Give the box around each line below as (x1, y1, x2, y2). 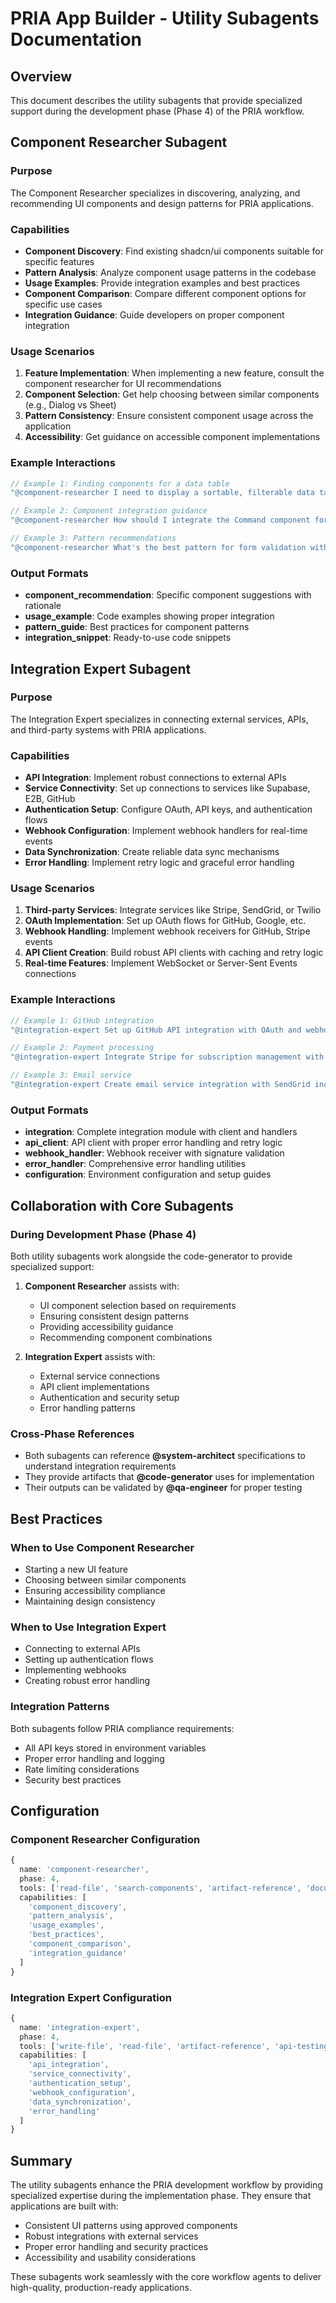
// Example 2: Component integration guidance (10, 506, 208, 516)
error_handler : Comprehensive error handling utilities (24, 1158, 247, 1170)
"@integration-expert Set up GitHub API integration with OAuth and (10, 1025, 302, 1035)
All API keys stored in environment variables (24, 1742, 207, 1754)
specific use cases (24, 298, 103, 310)
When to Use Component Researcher (10, 1540, 195, 1554)
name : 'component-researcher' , (19, 1865, 150, 1875)
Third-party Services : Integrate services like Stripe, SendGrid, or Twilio (24, 904, 322, 916)
